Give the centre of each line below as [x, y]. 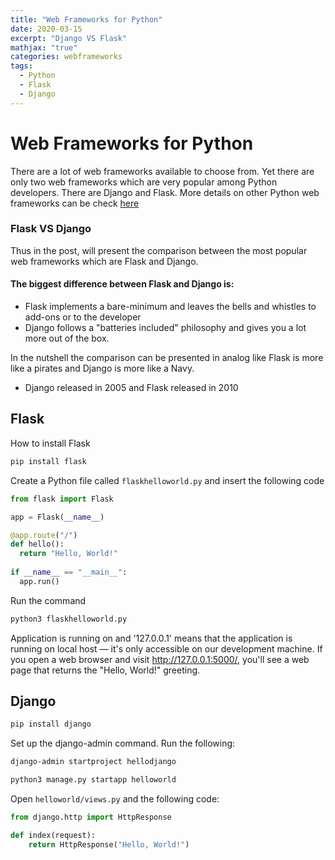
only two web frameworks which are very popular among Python [144, 182]
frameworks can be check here [75, 203]
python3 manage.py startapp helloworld [93, 780]
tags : [21, 66]
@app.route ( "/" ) [44, 535]
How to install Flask [50, 443]
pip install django [51, 724]
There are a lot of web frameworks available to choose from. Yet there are [162, 171]
